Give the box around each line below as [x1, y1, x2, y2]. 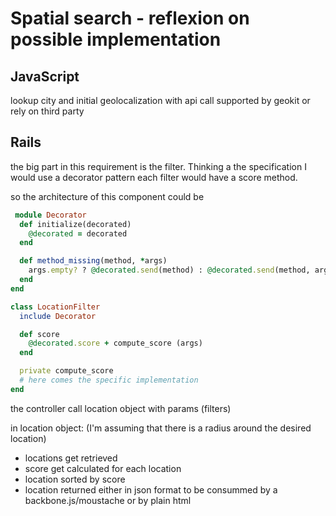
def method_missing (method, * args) [19, 256, 168, 266]
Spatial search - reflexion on [10, 7, 250, 30]
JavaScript [10, 68, 80, 85]
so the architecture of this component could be [10, 190, 205, 202]
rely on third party [10, 105, 85, 117]
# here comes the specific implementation [19, 375, 199, 386]
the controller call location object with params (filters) [10, 402, 232, 414]
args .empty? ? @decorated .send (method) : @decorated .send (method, [28, 265, 311, 276]
